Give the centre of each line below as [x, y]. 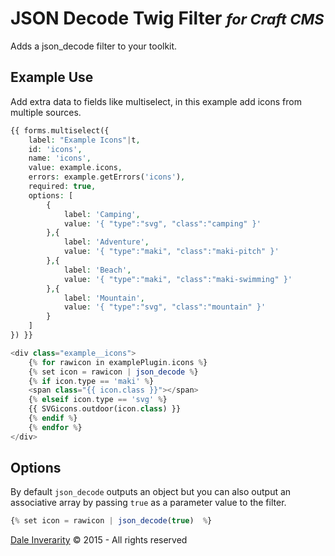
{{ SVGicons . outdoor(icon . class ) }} [105, 409]
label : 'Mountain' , [104, 298]
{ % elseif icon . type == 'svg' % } [98, 400]
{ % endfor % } [55, 427]
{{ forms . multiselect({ [60, 130]
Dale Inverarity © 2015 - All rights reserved [99, 540]
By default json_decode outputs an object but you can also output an [151, 492]
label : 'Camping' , [102, 214]
